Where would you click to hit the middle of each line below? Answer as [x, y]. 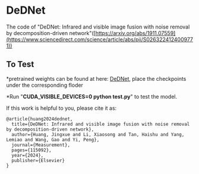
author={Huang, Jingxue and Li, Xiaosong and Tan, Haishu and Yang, [98, 134]
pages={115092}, [31, 150]
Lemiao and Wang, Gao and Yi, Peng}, [53, 140]
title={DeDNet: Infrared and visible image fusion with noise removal [101, 124]
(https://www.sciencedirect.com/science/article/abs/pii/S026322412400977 [100, 39]
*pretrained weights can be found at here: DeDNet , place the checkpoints [96, 78]
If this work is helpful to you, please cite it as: [61, 108]
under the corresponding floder [45, 85]
